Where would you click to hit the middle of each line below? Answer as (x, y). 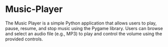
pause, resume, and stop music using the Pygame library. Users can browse (84, 28)
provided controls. (24, 39)
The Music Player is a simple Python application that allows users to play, (81, 23)
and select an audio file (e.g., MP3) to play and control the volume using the (84, 33)
